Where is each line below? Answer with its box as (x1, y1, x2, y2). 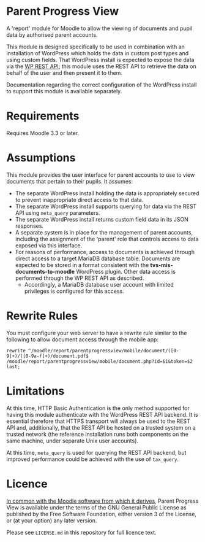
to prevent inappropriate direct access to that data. (15, 196, 144, 203)
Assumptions (6, 151, 76, 165)
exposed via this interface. (15, 241, 83, 249)
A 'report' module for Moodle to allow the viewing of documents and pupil (6, 25, 193, 32)
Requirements (6, 109, 80, 123)
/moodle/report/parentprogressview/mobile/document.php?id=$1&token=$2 (6, 358, 193, 365)
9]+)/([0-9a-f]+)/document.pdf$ (6, 353, 89, 359)
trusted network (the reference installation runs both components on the (6, 430, 188, 438)
